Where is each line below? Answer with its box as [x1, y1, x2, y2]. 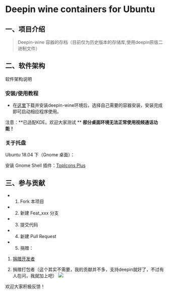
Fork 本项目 [20, 198, 44, 205]
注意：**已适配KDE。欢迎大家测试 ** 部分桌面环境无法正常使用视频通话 [5, 120, 154, 126]
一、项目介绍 [5, 25, 45, 33]
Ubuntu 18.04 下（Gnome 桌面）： [5, 152, 75, 158]
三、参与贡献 [5, 179, 45, 187]
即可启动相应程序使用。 [12, 108, 62, 114]
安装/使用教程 [5, 90, 39, 97]
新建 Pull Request [20, 233, 57, 240]
